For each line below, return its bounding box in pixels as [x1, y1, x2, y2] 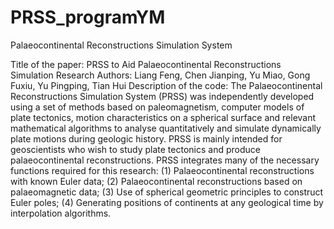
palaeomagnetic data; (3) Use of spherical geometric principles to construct [10, 186, 324, 198]
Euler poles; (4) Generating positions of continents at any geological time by [10, 196, 324, 208]
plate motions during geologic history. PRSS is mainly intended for [10, 132, 283, 145]
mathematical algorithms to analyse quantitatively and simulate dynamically [10, 122, 322, 134]
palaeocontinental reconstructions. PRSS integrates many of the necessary [10, 154, 320, 166]
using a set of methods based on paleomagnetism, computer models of [10, 101, 305, 113]
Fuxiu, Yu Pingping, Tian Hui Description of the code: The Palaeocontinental [10, 79, 323, 91]
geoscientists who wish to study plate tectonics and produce [10, 143, 261, 155]
